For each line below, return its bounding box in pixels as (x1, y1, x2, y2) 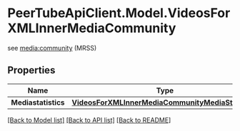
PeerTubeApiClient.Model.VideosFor (7, 5, 231, 21)
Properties (7, 64, 56, 76)
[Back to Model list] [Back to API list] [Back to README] (7, 115, 171, 124)
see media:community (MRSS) (7, 43, 97, 52)
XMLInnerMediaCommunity (7, 20, 176, 36)
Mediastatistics (11, 98, 66, 108)
